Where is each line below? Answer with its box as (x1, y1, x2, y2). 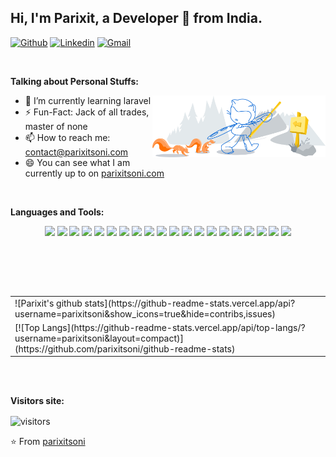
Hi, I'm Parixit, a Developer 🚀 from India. (10, 10, 263, 27)
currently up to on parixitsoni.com (24, 167, 165, 179)
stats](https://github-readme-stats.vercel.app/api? (84, 297, 296, 309)
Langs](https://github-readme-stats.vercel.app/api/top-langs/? (41, 321, 306, 333)
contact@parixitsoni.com (24, 146, 129, 158)
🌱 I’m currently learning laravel (24, 94, 152, 106)
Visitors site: (10, 395, 65, 407)
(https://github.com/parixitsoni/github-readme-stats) (14, 342, 236, 355)
